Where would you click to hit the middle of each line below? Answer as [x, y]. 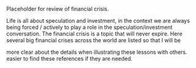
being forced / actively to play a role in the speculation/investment [89, 27]
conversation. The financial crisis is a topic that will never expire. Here [94, 34]
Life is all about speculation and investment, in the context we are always [98, 21]
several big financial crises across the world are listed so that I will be [94, 40]
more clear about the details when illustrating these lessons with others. [97, 52]
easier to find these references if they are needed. [70, 59]
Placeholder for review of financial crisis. [58, 9]
